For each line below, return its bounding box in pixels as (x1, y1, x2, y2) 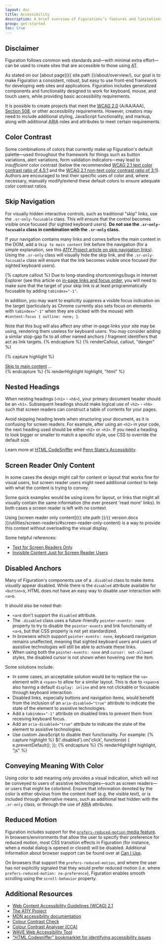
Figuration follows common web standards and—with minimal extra (5, 57, 142, 63)
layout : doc (5, 7, 30, 12)
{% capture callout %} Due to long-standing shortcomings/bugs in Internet (5, 272, 157, 278)
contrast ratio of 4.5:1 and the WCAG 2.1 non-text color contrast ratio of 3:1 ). (5, 167, 160, 173)
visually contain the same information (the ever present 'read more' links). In (5, 500, 161, 506)
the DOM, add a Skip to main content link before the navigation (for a (5, 241, 148, 247)
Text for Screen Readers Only (12, 544, 73, 551)
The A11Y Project (12, 908, 47, 914)
